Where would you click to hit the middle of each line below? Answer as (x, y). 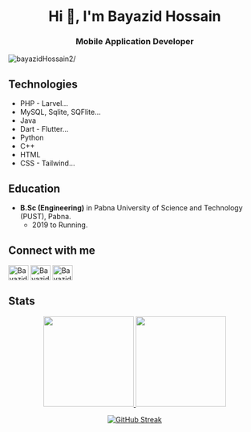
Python (32, 138)
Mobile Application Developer (135, 42)
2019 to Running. (60, 225)
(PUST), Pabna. (45, 217)
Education (34, 188)
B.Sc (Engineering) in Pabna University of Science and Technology (131, 208)
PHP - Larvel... (44, 104)
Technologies (43, 84)
